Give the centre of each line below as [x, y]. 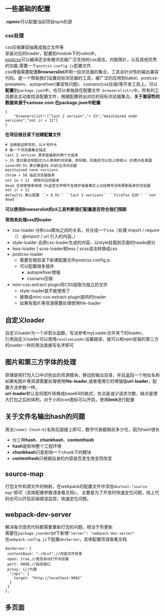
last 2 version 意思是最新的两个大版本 [42, 155]
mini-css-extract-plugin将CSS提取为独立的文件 [60, 285]
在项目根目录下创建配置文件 [33, 135]
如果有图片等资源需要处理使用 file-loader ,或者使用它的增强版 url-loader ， [79, 381]
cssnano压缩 [40, 278]
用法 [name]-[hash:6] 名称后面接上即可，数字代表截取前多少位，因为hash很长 [82, 429]
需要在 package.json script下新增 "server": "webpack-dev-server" [70, 533]
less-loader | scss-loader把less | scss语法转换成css [65, 249]
